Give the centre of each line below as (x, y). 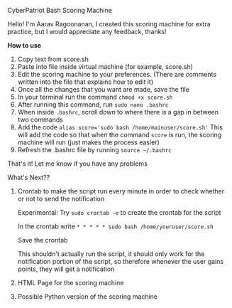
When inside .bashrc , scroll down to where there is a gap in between (118, 112)
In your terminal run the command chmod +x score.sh (95, 97)
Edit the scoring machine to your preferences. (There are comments (117, 74)
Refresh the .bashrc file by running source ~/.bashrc (94, 150)
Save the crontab (43, 240)
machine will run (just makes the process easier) (88, 142)
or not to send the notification (61, 199)
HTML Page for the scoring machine (71, 283)
